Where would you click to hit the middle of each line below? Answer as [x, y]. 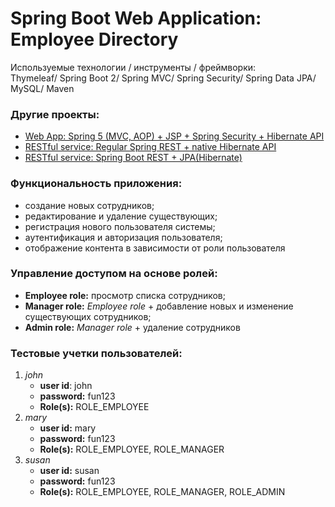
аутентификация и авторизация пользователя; [123, 237]
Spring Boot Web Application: [136, 18]
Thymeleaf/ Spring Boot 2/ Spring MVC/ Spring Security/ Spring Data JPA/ [163, 78]
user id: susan [69, 471]
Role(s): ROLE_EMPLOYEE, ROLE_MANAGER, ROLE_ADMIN [162, 492]
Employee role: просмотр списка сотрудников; [125, 295]
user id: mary [68, 428]
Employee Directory [94, 39]
